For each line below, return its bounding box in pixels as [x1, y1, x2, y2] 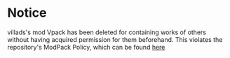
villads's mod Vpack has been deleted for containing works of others [7, 28, 207, 36]
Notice [7, 5, 47, 21]
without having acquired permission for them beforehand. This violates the [7, 35, 223, 43]
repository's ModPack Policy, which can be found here [7, 43, 165, 51]
